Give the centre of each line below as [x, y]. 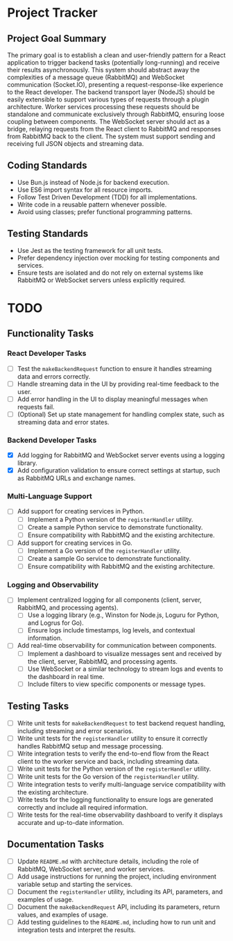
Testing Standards [48, 234]
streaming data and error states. [63, 422]
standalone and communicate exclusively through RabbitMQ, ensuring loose [116, 114]
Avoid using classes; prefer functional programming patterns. [105, 212]
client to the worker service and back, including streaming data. [108, 761]
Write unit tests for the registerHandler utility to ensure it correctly [112, 738]
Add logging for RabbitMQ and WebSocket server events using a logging [121, 455]
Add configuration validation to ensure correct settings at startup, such [119, 470]
